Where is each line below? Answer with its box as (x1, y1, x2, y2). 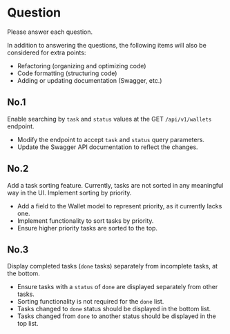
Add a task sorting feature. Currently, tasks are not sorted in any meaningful (7, 181, 224, 189)
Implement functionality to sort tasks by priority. (17, 216, 154, 225)
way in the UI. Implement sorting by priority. (7, 188, 132, 197)
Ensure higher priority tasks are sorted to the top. (17, 224, 157, 232)
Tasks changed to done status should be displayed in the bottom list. (17, 305, 211, 313)
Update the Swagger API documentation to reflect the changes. (17, 143, 198, 151)
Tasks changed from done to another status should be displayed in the (17, 312, 216, 320)
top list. (17, 320, 39, 328)
